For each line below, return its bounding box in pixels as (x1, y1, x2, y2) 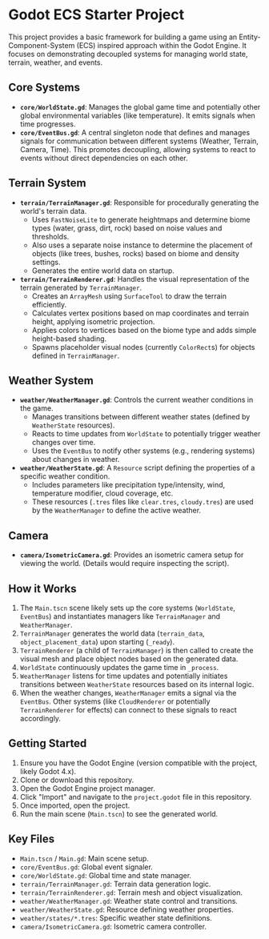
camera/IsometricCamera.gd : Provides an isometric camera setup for (19, 550, 244, 560)
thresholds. (31, 231, 70, 241)
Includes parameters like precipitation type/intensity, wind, (31, 480, 226, 490)
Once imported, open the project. (19, 801, 130, 810)
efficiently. (31, 299, 67, 309)
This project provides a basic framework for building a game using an (8, 32, 238, 42)
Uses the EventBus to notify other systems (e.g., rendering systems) (31, 446, 255, 455)
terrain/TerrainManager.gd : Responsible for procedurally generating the (19, 198, 259, 207)
